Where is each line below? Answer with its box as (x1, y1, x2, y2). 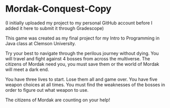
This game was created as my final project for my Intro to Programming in (5, 35, 160, 41)
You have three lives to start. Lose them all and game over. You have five (5, 76, 158, 82)
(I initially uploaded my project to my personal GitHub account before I (5, 20, 153, 26)
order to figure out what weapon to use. (5, 87, 89, 93)
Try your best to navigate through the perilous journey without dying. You (5, 50, 159, 56)
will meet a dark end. (5, 66, 49, 73)
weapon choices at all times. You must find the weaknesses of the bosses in (5, 82, 165, 88)
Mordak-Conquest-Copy (5, 3, 112, 15)
